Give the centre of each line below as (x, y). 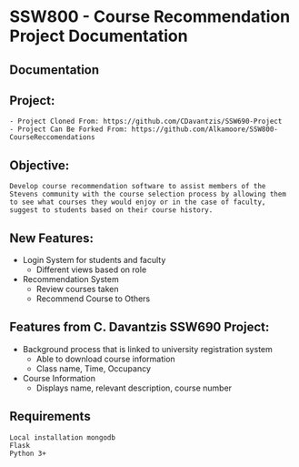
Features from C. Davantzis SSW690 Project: (140, 327)
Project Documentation (99, 36)
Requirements (50, 416)
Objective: (40, 165)
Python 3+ (28, 453)
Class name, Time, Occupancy (94, 368)
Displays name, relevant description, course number (134, 388)
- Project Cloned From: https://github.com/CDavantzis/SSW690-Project (146, 122)
